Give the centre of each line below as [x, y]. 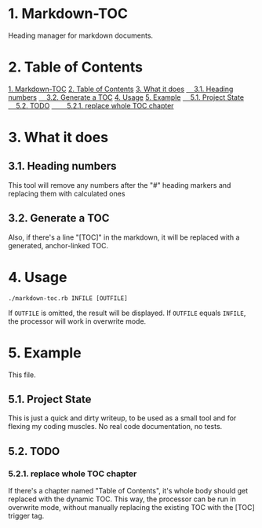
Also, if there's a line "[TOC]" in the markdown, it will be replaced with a [124, 237]
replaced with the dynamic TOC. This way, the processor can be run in [122, 499]
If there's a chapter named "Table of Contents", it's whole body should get [128, 491]
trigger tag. [26, 516]
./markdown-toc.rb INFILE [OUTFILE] [68, 298]
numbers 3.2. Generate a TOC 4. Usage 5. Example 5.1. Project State [126, 97]
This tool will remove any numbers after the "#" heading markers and [120, 185]
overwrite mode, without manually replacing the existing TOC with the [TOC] [131, 508]
